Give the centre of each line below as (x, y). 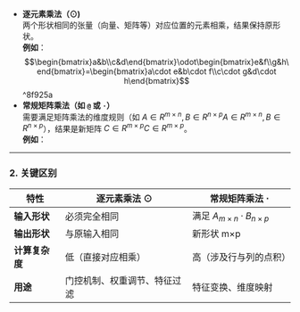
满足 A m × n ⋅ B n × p (230, 217)
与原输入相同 (92, 234)
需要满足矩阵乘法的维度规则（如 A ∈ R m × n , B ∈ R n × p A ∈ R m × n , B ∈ (151, 116)
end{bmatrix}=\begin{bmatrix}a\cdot (104, 71)
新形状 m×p (216, 234)
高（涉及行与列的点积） (241, 257)
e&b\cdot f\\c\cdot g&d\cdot (225, 71)
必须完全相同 (92, 216)
